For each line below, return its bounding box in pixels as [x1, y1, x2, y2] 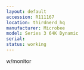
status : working [6, 42, 46, 48]
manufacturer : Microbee [6, 25, 66, 31]
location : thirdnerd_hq [6, 19, 66, 25]
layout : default [6, 8, 46, 15]
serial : [6, 36, 26, 42]
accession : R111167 [6, 14, 55, 20]
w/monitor [6, 57, 32, 65]
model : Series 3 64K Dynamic [6, 31, 79, 36]
